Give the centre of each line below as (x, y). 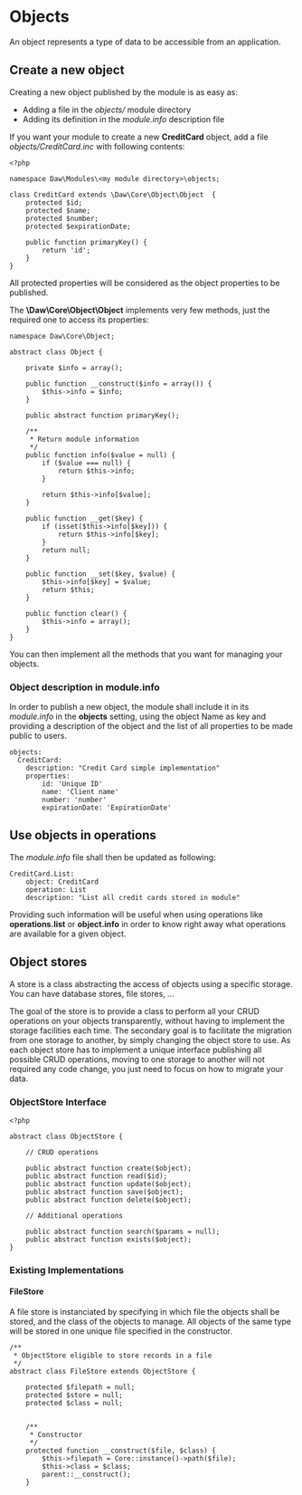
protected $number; (62, 218)
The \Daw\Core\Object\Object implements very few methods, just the (140, 310)
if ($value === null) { (86, 463)
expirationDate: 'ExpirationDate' (107, 808)
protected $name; (58, 210)
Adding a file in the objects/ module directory (107, 110)
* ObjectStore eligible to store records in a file (113, 1356)
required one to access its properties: (79, 320)
